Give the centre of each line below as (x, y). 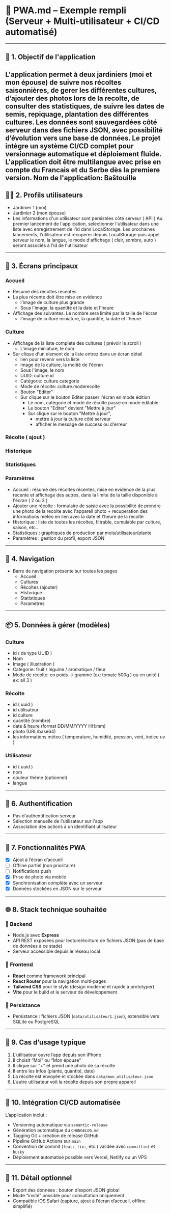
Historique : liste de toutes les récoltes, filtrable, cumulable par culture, (87, 522)
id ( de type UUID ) (32, 653)
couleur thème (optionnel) (40, 777)
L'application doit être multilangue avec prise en (83, 162)
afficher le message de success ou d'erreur (81, 424)
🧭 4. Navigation (30, 559)
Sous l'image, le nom (42, 370)
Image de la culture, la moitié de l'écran (62, 365)
